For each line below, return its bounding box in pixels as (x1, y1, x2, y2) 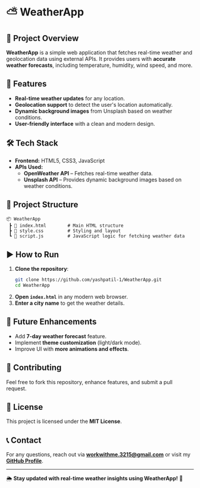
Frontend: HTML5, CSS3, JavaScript (14, 157, 105, 164)
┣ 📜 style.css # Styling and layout (8, 228, 121, 234)
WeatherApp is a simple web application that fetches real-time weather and (6, 49, 192, 56)
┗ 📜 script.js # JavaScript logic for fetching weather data (8, 233, 185, 239)
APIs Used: (14, 163, 43, 171)
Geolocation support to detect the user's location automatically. (14, 101, 173, 108)
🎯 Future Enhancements (6, 317, 97, 327)
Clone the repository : (14, 265, 69, 273)
